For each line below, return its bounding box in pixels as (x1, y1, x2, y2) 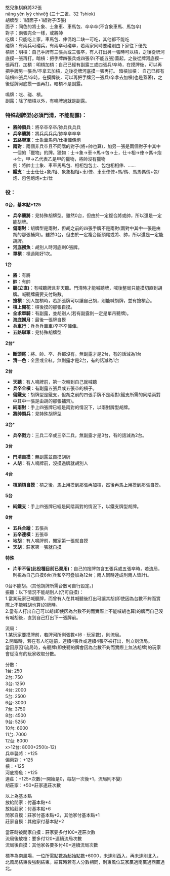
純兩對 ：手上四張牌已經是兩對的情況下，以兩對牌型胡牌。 (12, 404, 133, 410)
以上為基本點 (5, 793, 32, 799)
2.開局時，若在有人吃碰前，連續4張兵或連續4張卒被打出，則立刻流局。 (5, 638, 153, 644)
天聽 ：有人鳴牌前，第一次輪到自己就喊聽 (12, 379, 97, 385)
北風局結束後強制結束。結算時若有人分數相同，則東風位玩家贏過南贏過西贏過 (5, 859, 165, 865)
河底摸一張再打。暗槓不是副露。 (18, 81, 85, 86)
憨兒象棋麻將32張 (5, 5, 42, 10)
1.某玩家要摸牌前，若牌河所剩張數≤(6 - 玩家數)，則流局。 (5, 632, 124, 638)
